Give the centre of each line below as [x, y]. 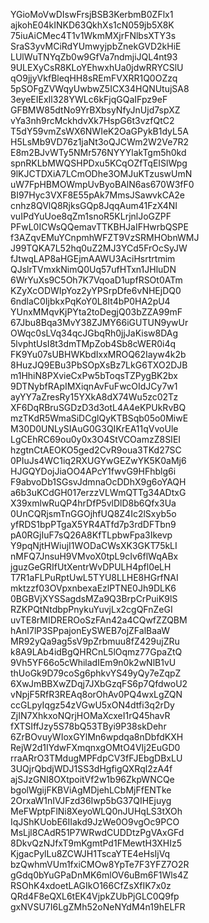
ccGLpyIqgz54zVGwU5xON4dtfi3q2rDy [92, 705]
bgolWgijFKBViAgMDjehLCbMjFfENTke [91, 790]
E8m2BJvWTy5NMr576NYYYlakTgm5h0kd [98, 152]
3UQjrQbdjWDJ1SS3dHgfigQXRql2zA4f [91, 768]
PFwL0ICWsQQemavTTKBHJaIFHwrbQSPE [99, 227]
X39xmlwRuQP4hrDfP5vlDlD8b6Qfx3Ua [93, 503]
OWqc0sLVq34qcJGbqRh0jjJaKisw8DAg [94, 333]
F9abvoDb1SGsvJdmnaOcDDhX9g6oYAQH [98, 482]
